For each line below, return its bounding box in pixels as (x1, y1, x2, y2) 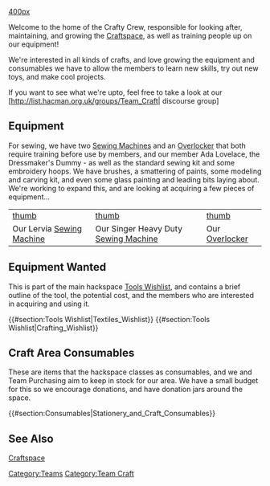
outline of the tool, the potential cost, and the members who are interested (8, 290, 255, 300)
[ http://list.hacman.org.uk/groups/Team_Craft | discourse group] (8, 96, 219, 105)
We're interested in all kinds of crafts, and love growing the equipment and (8, 55, 256, 64)
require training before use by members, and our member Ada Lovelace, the (8, 149, 260, 159)
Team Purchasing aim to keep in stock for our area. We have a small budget (8, 376, 259, 386)
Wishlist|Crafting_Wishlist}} (8, 323, 99, 333)
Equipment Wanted (8, 260, 107, 274)
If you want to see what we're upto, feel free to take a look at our (8, 88, 223, 97)
